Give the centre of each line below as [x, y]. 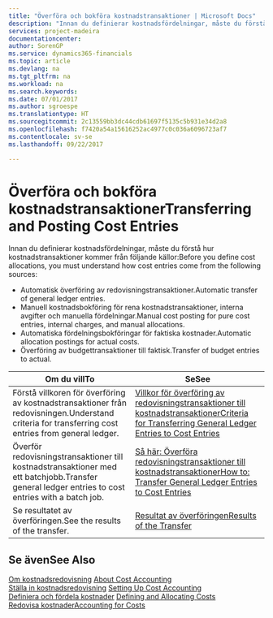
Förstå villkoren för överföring [69, 393]
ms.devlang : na [34, 69]
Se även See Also [52, 560]
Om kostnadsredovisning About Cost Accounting [90, 579]
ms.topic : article [39, 62]
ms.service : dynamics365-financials [70, 54]
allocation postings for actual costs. [80, 342]
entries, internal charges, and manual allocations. [102, 325]
